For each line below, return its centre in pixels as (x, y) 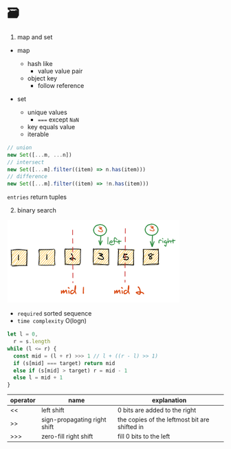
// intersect (26, 162)
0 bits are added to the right (157, 410)
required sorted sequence (54, 314)
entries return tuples (37, 197)
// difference (27, 177)
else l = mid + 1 (38, 378)
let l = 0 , (23, 334)
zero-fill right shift (67, 437)
